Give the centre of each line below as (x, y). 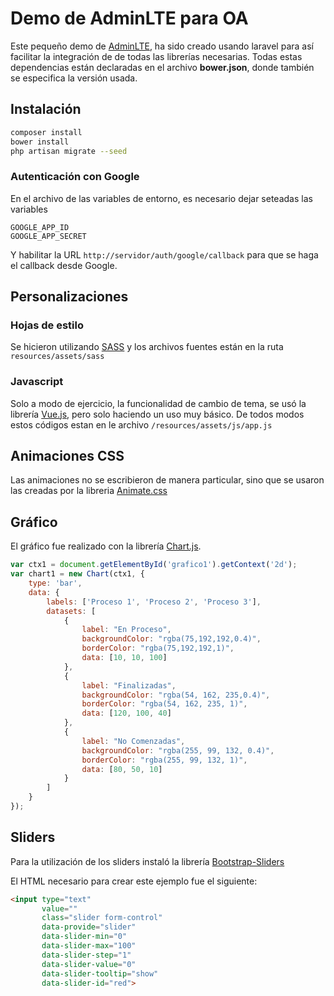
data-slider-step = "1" (86, 955)
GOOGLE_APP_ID (40, 227)
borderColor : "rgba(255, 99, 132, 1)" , (164, 760)
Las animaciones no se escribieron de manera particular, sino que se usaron (167, 480)
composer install (46, 132)
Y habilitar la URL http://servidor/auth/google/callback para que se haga (164, 254)
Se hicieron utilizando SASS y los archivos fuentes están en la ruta (147, 347)
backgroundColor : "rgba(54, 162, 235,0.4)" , (176, 695)
